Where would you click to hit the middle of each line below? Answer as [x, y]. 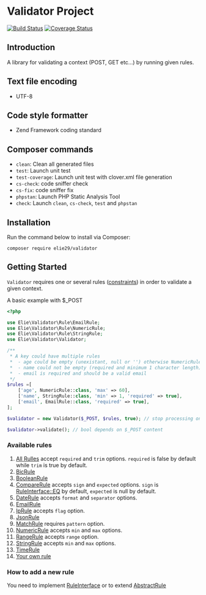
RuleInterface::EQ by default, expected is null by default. [86, 491]
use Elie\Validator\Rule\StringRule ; [55, 334]
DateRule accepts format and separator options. [76, 498]
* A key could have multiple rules [55, 356]
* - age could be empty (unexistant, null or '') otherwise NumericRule [105, 362]
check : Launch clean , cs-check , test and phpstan [76, 203]
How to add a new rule [41, 572]
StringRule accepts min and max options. [66, 543]
